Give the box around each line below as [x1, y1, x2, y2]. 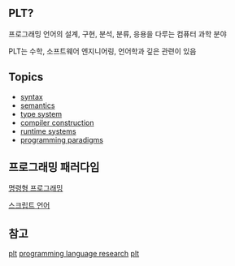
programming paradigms [20, 135, 104, 144]
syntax [20, 92, 43, 101]
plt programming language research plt [8, 249, 140, 259]
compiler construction [20, 118, 94, 127]
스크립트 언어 [8, 200, 50, 210]
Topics [8, 71, 44, 84]
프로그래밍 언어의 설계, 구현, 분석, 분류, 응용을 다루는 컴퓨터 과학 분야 [8, 28, 228, 39]
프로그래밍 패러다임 [8, 161, 100, 174]
